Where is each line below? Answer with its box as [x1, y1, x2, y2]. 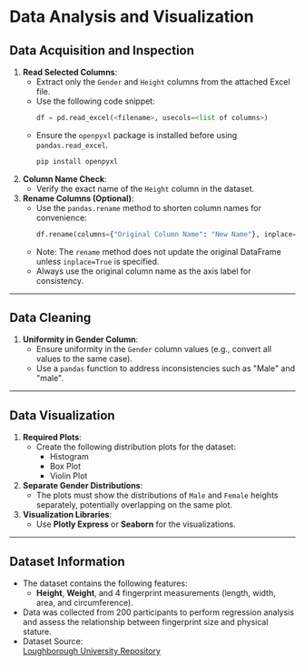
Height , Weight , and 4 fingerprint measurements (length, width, [35, 588, 276, 599]
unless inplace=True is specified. [35, 256, 160, 267]
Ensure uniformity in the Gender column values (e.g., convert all [35, 344, 272, 355]
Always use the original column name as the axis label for [35, 266, 251, 277]
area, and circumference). [35, 598, 133, 609]
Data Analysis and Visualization [9, 6, 254, 27]
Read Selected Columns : [22, 66, 118, 77]
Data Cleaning [9, 310, 92, 326]
